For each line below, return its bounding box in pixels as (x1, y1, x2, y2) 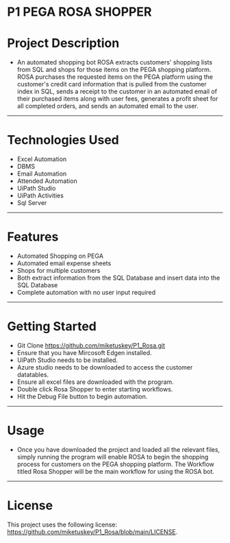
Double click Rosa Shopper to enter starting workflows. (16, 385, 173, 393)
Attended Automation (16, 177, 77, 185)
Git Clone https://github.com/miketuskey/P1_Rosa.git (16, 341, 166, 350)
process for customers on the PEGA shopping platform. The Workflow (16, 460, 214, 468)
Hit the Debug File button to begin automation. (16, 392, 148, 400)
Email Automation (16, 169, 67, 178)
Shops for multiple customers (16, 267, 101, 274)
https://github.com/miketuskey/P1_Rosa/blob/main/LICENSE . (7, 527, 178, 535)
